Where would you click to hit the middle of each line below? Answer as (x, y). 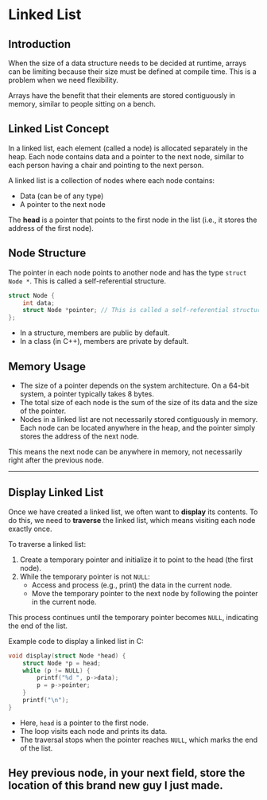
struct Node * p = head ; (62, 663)
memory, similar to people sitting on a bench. (82, 104)
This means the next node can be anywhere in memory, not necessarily (125, 451)
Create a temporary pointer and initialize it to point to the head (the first (136, 560)
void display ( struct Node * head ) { (67, 656)
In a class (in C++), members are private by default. (104, 341)
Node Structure (47, 254)
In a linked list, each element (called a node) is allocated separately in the (128, 148)
